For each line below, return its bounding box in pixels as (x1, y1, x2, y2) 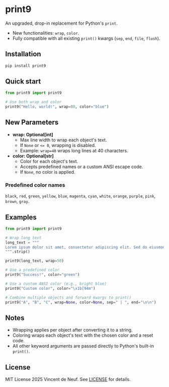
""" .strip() (5, 249, 30, 255)
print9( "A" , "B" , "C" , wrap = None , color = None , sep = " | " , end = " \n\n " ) (5, 299, 156, 305)
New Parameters (5, 118, 59, 127)
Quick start (5, 77, 41, 86)
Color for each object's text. (20, 158, 78, 164)
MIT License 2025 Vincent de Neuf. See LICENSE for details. (5, 376, 131, 382)
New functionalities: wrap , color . (12, 30, 79, 36)
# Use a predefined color (5, 268, 59, 273)
